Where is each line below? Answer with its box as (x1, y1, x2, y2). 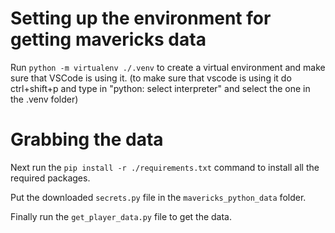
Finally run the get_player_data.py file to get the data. (10, 210, 233, 222)
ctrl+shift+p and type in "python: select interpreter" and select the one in (10, 82, 311, 94)
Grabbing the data (10, 128, 164, 151)
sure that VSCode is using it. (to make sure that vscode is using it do (10, 72, 292, 84)
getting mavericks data (10, 28, 207, 51)
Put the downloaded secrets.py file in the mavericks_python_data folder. (10, 191, 307, 203)
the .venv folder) (10, 93, 79, 105)
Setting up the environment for (10, 7, 272, 30)
